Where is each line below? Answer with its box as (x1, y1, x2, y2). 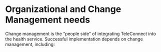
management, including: (5, 41, 55, 47)
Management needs (5, 14, 90, 25)
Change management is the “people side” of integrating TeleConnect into (5, 30, 156, 36)
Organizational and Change (5, 3, 121, 15)
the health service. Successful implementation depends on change (5, 36, 143, 42)
